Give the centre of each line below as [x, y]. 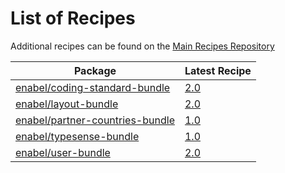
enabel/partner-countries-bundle [95, 120]
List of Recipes [73, 18]
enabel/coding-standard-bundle [93, 87]
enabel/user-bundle [63, 152]
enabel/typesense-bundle [77, 136]
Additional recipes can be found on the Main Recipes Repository [142, 46]
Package [95, 70]
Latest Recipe [218, 70]
